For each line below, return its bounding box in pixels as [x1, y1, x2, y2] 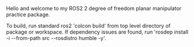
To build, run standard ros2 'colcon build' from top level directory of [6, 23, 171, 29]
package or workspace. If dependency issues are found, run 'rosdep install [6, 28, 189, 35]
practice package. [6, 11, 50, 18]
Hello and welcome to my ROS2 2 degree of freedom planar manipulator [6, 5, 182, 12]
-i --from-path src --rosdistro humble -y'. [6, 35, 106, 41]
